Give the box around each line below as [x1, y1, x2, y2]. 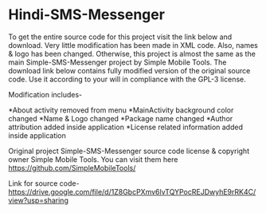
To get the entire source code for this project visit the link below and [8, 32, 233, 41]
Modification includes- [8, 89, 83, 99]
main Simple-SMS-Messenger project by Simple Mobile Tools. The [8, 57, 227, 67]
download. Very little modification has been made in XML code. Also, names [8, 40, 259, 49]
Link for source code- [8, 178, 80, 188]
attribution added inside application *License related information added [8, 122, 243, 132]
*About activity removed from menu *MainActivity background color [8, 105, 234, 115]
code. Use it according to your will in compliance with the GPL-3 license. [8, 74, 246, 84]
